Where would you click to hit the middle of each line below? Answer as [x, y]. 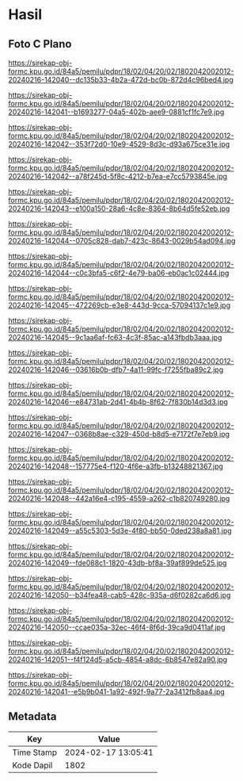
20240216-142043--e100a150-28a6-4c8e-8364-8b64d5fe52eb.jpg [119, 209]
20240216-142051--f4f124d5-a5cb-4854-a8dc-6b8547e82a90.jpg [118, 659]
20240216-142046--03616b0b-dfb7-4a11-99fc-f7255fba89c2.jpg [116, 369]
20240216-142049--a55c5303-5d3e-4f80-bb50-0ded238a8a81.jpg [120, 530]
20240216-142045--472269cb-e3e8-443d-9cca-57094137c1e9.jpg [120, 305]
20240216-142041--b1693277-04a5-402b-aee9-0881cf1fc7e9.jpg [116, 112]
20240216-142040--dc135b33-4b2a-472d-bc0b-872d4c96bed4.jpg [121, 80]
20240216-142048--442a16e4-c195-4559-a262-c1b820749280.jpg [119, 498]
